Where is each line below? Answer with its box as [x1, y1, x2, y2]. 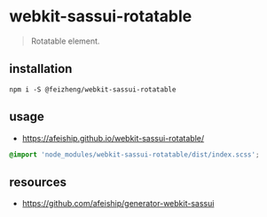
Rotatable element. [30, 36, 100, 46]
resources [9, 174, 67, 189]
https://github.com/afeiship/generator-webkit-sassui [21, 198, 215, 209]
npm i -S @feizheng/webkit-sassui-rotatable [9, 84, 177, 94]
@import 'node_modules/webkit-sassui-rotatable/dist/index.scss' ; [9, 149, 260, 159]
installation [9, 61, 73, 76]
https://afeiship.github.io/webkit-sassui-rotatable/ [21, 133, 205, 143]
